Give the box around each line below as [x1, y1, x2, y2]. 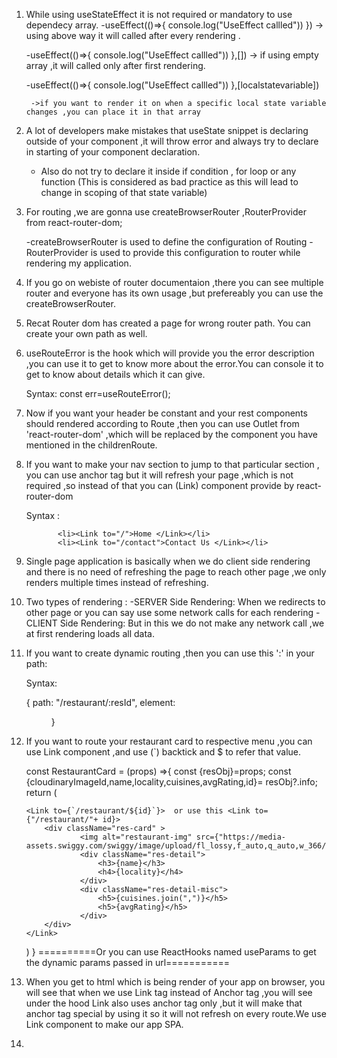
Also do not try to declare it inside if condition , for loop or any [40, 165, 297, 177]
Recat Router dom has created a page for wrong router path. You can [25, 317, 311, 329]
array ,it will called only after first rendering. [25, 60, 206, 71]
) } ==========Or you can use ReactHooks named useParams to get [25, 946, 317, 958]
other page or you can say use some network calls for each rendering [25, 607, 314, 618]
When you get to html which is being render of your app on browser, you [25, 976, 326, 988]
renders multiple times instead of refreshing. [25, 577, 209, 588]
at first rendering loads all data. [25, 628, 155, 639]
